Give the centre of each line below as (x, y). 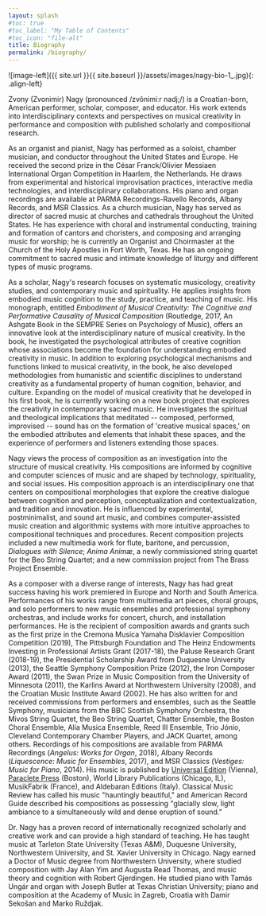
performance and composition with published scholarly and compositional (130, 125)
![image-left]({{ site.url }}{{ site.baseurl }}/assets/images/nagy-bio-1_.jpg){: (131, 75)
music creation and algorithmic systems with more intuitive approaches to (129, 526)
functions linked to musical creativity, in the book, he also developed (120, 366)
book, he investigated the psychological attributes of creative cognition (125, 341)
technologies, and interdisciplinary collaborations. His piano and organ (123, 191)
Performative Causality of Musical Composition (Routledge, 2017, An (120, 316)
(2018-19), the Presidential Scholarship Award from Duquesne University (127, 660)
